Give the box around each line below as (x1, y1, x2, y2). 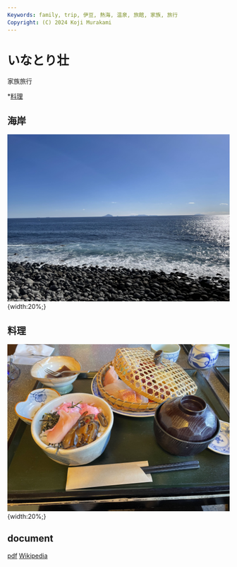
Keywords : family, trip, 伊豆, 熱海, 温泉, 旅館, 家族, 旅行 (7, 11, 178, 18)
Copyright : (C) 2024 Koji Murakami (7, 18, 112, 26)
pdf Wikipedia (7, 551, 48, 560)
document (7, 532, 54, 544)
